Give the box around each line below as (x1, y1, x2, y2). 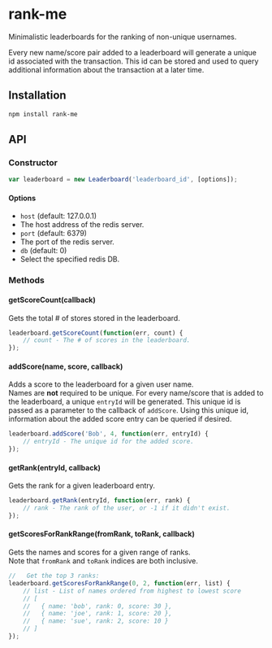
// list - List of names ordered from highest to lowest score (23, 587, 242, 595)
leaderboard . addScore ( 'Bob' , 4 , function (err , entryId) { (8, 430, 209, 438)
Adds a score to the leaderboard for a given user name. (8, 379, 194, 389)
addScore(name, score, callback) (8, 361, 123, 371)
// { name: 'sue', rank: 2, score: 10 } (23, 617, 169, 625)
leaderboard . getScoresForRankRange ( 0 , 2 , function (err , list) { (8, 579, 231, 587)
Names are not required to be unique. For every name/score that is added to (8, 388, 264, 398)
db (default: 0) (19, 246, 67, 256)
